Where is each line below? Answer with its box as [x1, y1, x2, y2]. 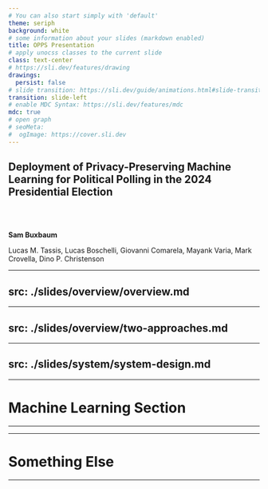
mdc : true [8, 109, 41, 117]
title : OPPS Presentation [8, 42, 94, 50]
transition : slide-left [8, 93, 88, 101]
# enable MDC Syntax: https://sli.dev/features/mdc [8, 101, 183, 109]
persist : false [15, 78, 66, 86]
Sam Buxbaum [8, 230, 58, 240]
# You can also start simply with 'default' [8, 11, 159, 20]
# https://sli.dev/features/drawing [8, 64, 130, 72]
